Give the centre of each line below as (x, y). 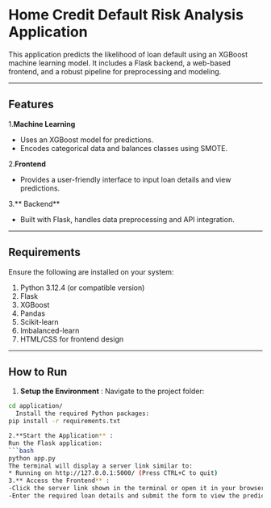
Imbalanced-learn (50, 330)
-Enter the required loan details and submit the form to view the (124, 496)
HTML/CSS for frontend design (71, 339)
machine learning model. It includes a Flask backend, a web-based (120, 63)
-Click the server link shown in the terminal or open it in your (122, 489)
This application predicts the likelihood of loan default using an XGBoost (128, 54)
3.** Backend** (34, 204)
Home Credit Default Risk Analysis (126, 15)
